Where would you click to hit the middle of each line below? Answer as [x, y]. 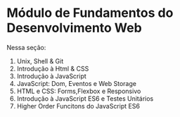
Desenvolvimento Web [74, 28]
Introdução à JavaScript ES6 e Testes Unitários [85, 98]
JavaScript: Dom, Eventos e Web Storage [76, 83]
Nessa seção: [26, 47]
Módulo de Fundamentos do [90, 13]
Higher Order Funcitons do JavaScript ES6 [78, 106]
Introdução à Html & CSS [53, 68]
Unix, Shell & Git [40, 61]
